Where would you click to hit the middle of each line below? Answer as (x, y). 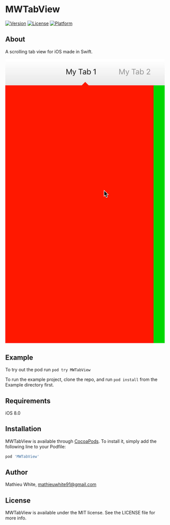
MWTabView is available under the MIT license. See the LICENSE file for (80, 513)
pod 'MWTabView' (22, 457)
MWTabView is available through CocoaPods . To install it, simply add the (81, 441)
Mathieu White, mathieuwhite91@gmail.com (51, 484)
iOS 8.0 (13, 413)
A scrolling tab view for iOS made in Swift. (49, 51)
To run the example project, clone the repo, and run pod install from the (81, 379)
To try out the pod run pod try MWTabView (48, 370)
